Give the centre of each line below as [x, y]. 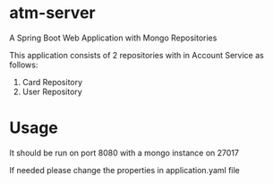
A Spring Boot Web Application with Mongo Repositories [113, 38]
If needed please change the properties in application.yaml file [124, 170]
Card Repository [52, 82]
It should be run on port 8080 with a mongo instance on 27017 [124, 153]
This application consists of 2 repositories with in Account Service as [136, 55]
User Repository [52, 92]
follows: [24, 65]
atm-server [52, 13]
